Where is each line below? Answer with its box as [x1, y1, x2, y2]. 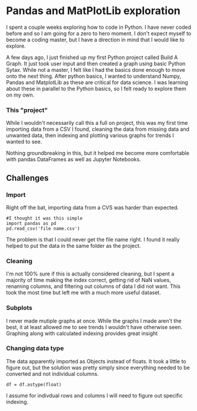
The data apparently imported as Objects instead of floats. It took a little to [6, 357, 186, 364]
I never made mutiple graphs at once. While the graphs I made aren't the [6, 317, 182, 324]
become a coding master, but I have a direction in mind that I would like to [6, 36, 185, 43]
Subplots [6, 304, 33, 312]
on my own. [6, 91, 35, 98]
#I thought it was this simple [6, 215, 83, 221]
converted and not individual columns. [6, 370, 99, 377]
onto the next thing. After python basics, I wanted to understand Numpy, [6, 72, 181, 79]
